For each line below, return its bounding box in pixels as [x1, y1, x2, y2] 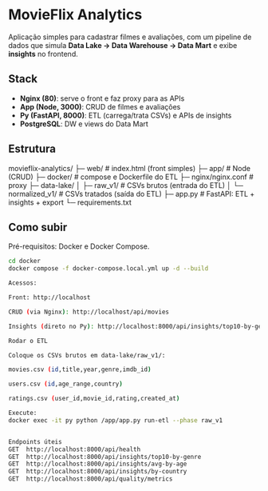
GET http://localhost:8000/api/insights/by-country [8, 468, 187, 476]
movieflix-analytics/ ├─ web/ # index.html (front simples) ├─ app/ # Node [8, 163, 251, 173]
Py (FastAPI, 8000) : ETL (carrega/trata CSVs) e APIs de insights [19, 110, 232, 120]
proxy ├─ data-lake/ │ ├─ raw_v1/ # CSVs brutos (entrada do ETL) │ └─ [8, 180, 243, 190]
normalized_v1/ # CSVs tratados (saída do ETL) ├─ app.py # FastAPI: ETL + [8, 189, 255, 198]
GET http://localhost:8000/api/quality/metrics [8, 475, 173, 483]
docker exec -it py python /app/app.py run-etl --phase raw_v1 [8, 416, 223, 425]
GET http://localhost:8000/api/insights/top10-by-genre [8, 453, 202, 461]
